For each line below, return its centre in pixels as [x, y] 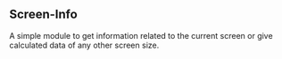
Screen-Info [43, 15]
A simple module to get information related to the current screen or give [141, 35]
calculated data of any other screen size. [84, 45]
